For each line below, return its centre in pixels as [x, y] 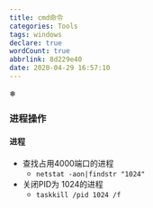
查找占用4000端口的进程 [68, 163]
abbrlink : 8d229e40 [46, 59]
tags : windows [36, 34]
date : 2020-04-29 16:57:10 [60, 68]
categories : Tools [44, 26]
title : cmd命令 [36, 18]
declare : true [36, 43]
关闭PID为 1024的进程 [63, 184]
